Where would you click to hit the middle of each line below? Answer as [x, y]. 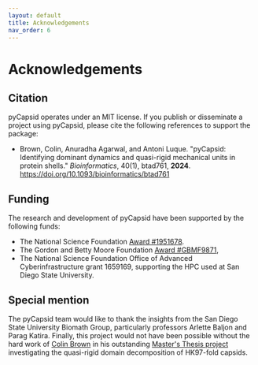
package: [23, 134]
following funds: [34, 226]
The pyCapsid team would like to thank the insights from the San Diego [123, 319]
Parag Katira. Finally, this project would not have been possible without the [129, 335]
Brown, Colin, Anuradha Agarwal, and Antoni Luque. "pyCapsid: [123, 149]
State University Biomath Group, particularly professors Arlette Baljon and [128, 327]
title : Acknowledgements [49, 23]
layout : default [35, 15]
